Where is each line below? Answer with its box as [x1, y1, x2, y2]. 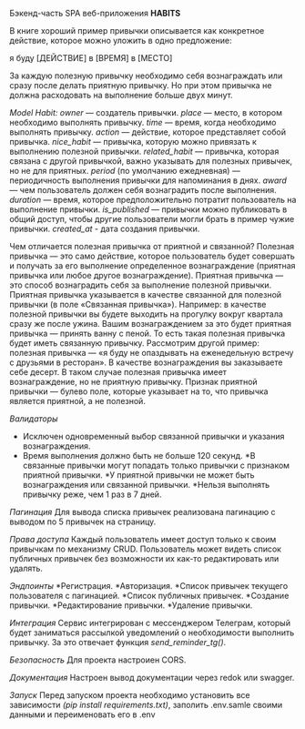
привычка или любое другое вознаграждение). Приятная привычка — [9, 270, 284, 280]
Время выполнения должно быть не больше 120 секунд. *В [22, 451, 256, 461]
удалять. [9, 563, 44, 573]
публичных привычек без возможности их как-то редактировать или [9, 553, 280, 563]
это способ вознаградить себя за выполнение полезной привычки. [9, 279, 272, 290]
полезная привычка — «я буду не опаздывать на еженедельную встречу [9, 348, 294, 358]
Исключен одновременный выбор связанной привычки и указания [22, 431, 285, 441]
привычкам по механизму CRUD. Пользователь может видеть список [9, 543, 282, 554]
